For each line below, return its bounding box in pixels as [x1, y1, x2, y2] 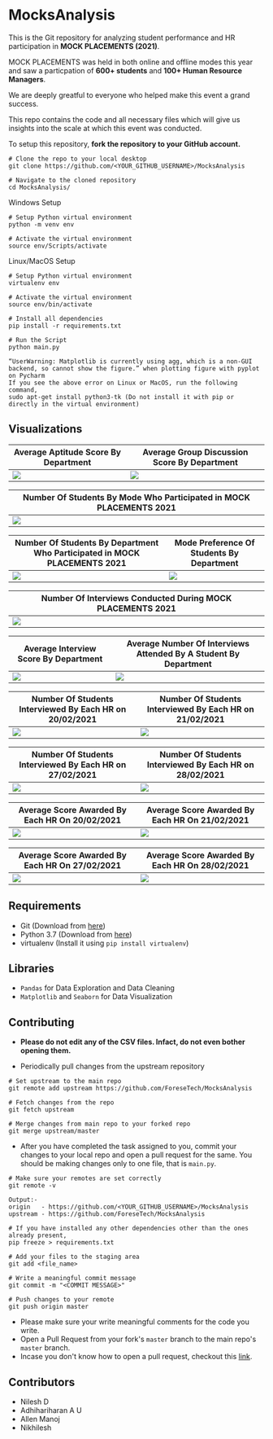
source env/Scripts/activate [8, 242, 107, 250]
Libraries [8, 961, 54, 975]
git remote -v [8, 1182, 57, 1190]
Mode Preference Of [174, 537, 255, 548]
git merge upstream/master [8, 1127, 100, 1135]
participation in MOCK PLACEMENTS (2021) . [8, 41, 160, 50]
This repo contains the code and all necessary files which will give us [8, 114, 240, 124]
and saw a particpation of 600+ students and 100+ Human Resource [8, 65, 242, 75]
